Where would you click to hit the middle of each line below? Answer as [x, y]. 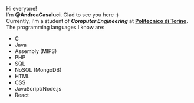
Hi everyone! [22, 9]
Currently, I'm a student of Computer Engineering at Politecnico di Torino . [97, 21]
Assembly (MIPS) [36, 51]
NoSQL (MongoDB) [38, 70]
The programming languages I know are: [55, 27]
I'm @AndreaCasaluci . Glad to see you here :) [63, 15]
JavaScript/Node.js [38, 89]
